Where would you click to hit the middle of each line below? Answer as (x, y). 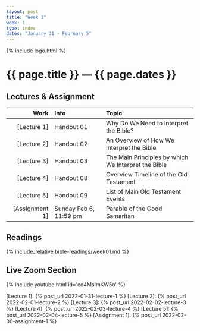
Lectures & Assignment (51, 97)
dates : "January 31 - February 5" (49, 34)
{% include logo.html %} (36, 51)
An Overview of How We (140, 140)
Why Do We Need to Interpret (147, 124)
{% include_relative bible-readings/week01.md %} (68, 251)
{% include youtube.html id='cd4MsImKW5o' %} (66, 284)
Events (115, 199)
